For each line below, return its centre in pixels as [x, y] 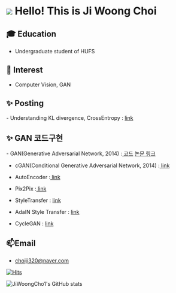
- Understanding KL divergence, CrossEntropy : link [70, 117]
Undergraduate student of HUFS [55, 51]
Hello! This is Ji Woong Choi [86, 11]
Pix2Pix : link [31, 189]
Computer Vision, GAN [43, 84]
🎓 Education [31, 34]
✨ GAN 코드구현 [35, 138]
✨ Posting [25, 103]
